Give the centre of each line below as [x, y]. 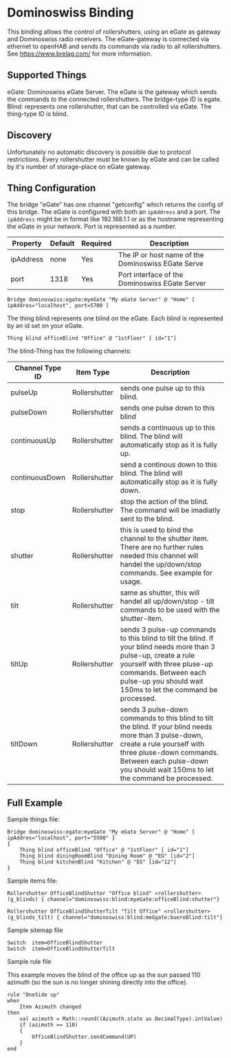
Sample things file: [33, 819]
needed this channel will [159, 556]
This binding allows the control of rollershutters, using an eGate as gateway [114, 32]
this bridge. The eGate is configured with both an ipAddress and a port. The [114, 212]
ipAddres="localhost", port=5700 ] [58, 306]
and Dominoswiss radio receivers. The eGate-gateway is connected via [108, 38]
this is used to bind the [157, 530]
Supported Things [47, 75]
